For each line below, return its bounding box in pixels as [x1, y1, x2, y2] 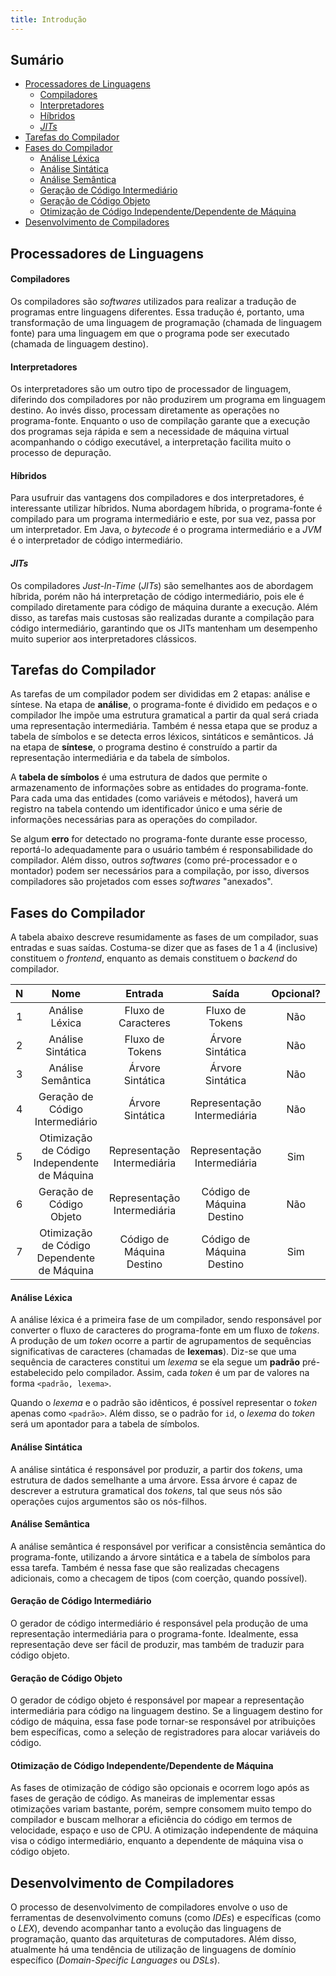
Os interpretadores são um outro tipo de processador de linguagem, [10, 383, 292, 395]
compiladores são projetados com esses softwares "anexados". [10, 876, 273, 888]
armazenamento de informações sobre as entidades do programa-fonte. [10, 782, 309, 794]
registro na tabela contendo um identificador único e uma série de [10, 803, 283, 815]
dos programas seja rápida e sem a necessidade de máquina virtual [10, 426, 290, 438]
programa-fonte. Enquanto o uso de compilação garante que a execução [10, 415, 311, 427]
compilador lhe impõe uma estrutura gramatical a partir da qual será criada [10, 709, 319, 721]
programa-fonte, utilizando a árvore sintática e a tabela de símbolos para [10, 1551, 311, 1563]
